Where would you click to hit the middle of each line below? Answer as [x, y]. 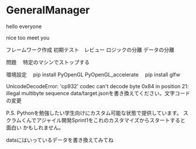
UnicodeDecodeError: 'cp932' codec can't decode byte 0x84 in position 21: [97, 86]
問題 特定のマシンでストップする [48, 62]
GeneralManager [48, 10]
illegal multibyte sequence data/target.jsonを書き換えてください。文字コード [98, 93]
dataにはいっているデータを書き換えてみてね [60, 140]
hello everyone [24, 26]
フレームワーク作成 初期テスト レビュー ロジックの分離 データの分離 [90, 50]
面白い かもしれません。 [35, 127]
